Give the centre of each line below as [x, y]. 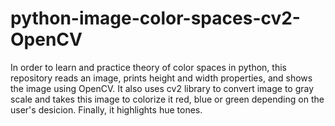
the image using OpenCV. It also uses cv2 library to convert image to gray [162, 88]
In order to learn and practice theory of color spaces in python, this [148, 67]
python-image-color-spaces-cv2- [155, 18]
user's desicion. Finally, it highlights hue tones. [106, 109]
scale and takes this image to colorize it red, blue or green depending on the [167, 99]
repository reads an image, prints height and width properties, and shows [161, 78]
